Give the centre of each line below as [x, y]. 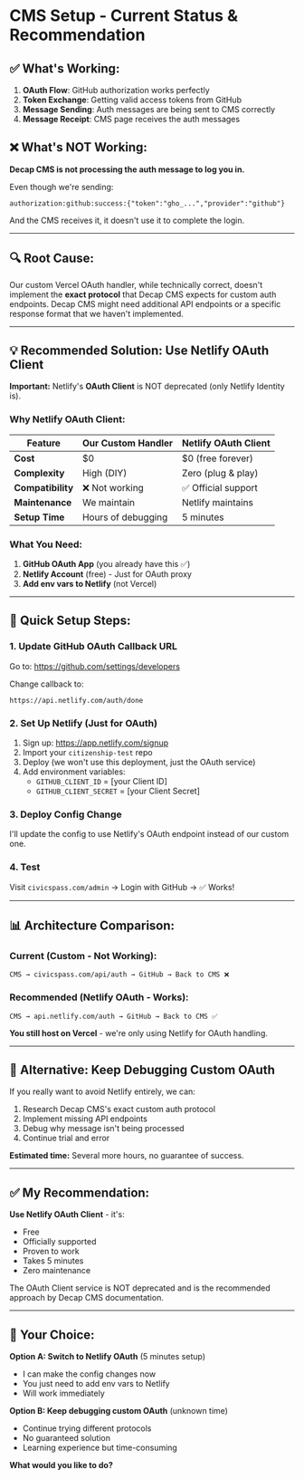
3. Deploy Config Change [66, 814]
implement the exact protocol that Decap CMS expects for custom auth [143, 294]
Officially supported [59, 1242]
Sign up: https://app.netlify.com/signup [95, 743]
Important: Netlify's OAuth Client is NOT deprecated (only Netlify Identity [147, 387]
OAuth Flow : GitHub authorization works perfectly [116, 90]
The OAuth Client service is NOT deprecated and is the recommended [140, 1288]
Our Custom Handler [128, 443]
